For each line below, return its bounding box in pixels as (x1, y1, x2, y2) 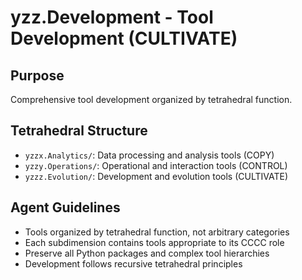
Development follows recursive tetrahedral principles (24, 257, 243, 270)
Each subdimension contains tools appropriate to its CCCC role (24, 236, 285, 248)
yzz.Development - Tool (10, 6, 214, 29)
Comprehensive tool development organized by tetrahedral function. (10, 94, 293, 105)
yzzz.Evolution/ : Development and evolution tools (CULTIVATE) (24, 170, 289, 182)
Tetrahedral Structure (10, 122, 148, 140)
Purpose (10, 67, 65, 84)
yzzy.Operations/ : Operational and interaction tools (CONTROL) (24, 159, 288, 171)
